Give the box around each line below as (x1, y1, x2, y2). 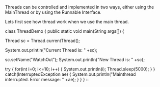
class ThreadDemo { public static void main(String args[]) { (5, 28, 124, 34)
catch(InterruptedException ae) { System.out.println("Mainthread (5, 71, 136, 77)
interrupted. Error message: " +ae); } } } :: (5, 77, 89, 82)
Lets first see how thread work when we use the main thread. (5, 19, 129, 24)
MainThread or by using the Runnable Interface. (5, 9, 102, 15)
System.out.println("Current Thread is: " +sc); (5, 47, 97, 53)
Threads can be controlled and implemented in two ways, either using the (5, 4, 154, 10)
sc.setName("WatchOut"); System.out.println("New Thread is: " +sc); (5, 57, 145, 63)
